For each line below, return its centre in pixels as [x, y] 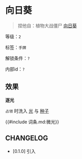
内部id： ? [15, 69]
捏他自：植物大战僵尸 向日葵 [47, 26]
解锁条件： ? [18, 58]
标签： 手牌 [16, 47]
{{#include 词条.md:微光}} [32, 122]
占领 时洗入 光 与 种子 [27, 111]
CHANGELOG [27, 138]
